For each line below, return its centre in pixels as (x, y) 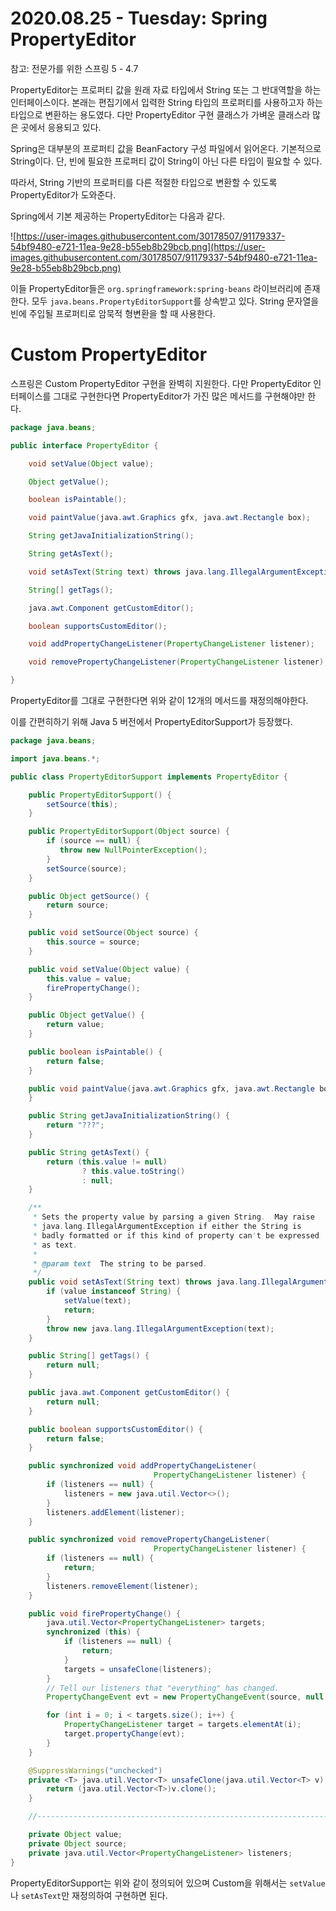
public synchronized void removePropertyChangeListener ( (149, 1540)
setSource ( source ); (87, 868)
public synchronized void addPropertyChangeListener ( (142, 1466)
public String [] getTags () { (89, 1356)
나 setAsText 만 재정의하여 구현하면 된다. (89, 1895)
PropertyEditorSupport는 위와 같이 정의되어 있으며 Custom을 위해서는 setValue (168, 1883)
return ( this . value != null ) (107, 1162)
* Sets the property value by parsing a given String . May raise (173, 1217)
